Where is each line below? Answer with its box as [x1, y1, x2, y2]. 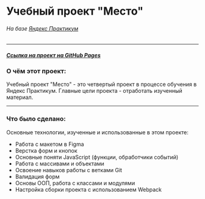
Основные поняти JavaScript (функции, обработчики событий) [15, 153, 179, 161]
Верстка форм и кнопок [15, 147, 77, 154]
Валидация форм [15, 173, 60, 180]
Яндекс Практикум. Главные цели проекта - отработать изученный [6, 87, 183, 95]
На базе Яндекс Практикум [6, 24, 79, 32]
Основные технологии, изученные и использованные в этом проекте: [6, 128, 189, 136]
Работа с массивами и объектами [15, 160, 105, 167]
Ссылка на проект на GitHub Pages [6, 51, 101, 59]
